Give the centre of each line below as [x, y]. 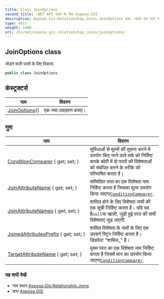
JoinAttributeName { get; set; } [42, 188]
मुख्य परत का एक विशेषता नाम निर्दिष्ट [122, 248]
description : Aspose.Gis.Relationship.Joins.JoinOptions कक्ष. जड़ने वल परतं [80, 19]
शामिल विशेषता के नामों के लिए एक [119, 228]
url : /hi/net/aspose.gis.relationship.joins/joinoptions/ [65, 32]
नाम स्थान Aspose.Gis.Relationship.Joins [51, 285]
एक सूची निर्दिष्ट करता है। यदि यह [120, 208]
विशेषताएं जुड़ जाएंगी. [108, 220]
